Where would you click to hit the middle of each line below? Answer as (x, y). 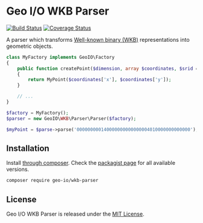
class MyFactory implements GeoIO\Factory (60, 57)
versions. (18, 169)
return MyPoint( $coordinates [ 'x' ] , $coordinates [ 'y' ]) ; (100, 80)
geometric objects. (30, 46)
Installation (28, 148)
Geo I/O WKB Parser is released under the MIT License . (76, 214)
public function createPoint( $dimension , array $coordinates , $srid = (108, 68)
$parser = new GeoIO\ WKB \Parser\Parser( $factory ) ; (71, 118)
